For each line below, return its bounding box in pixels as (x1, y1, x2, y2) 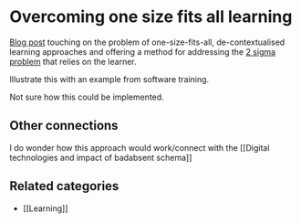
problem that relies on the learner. (9, 56, 137, 67)
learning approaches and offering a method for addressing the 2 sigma (9, 46, 276, 57)
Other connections (9, 118, 119, 133)
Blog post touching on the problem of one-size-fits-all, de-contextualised (9, 37, 285, 48)
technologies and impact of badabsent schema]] (9, 152, 192, 163)
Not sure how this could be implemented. (9, 91, 164, 102)
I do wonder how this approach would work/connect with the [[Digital (9, 142, 270, 153)
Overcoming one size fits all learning (9, 6, 293, 27)
